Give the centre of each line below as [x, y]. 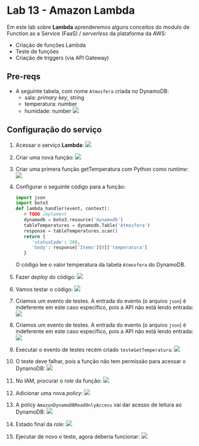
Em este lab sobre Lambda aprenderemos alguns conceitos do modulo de [98, 27]
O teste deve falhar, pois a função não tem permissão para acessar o [101, 361]
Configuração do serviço [54, 130]
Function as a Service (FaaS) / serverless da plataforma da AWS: [87, 33]
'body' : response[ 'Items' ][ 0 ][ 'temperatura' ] [89, 248]
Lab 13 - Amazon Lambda [71, 10]
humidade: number [48, 111]
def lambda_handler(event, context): [63, 209]
